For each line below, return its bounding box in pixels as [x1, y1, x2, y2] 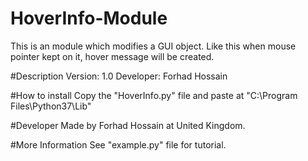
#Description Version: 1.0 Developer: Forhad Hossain [10, 70, 228, 82]
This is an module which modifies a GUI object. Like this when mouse [10, 40, 297, 52]
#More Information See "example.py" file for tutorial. [10, 138, 227, 151]
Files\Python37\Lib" [10, 100, 92, 112]
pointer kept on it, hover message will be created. [10, 50, 215, 62]
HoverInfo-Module [10, 7, 168, 30]
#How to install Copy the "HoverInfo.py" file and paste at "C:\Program [10, 89, 298, 101]
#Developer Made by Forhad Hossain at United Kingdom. [10, 119, 246, 131]
